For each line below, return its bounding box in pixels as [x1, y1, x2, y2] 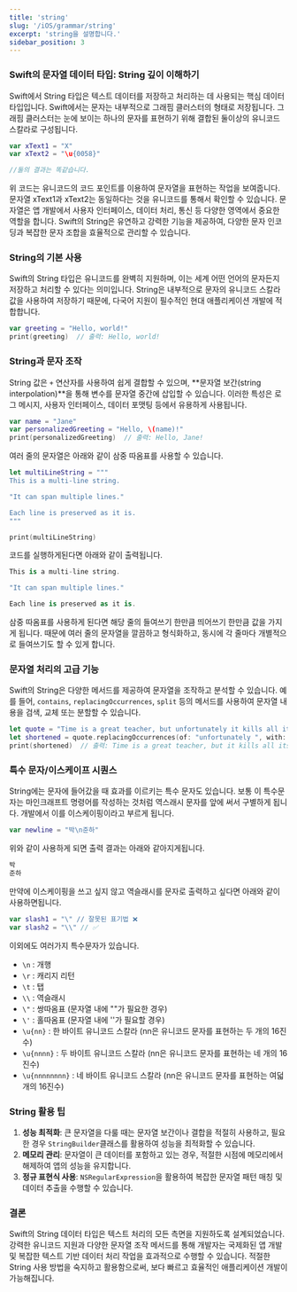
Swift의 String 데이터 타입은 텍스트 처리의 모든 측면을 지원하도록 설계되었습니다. [9, 1229, 286, 1240]
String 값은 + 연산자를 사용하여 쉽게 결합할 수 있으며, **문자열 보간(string [9, 377, 262, 388]
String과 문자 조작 [9, 356, 82, 368]
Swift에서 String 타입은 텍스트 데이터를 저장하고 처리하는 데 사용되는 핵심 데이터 [9, 90, 286, 101]
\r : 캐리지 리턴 [21, 970, 75, 981]
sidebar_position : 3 [9, 37, 86, 47]
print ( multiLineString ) [9, 533, 97, 542]
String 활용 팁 [9, 1105, 66, 1117]
